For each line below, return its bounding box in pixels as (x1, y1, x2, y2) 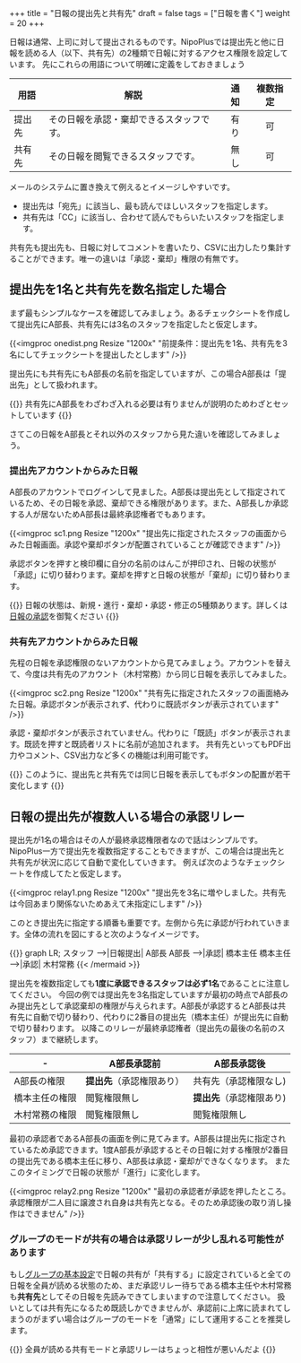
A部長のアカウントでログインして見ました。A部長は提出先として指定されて (9, 487, 287, 498)
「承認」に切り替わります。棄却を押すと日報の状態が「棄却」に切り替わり (9, 569, 284, 580)
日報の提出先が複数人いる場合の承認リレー (9, 809, 245, 824)
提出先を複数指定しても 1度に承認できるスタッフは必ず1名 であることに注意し (9, 978, 290, 989)
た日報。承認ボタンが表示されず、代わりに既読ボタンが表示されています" (9, 699, 279, 710)
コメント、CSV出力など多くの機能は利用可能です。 (24, 750, 213, 760)
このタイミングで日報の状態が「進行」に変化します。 (9, 1167, 205, 1177)
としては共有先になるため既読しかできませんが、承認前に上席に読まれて (16, 1302, 284, 1313)
